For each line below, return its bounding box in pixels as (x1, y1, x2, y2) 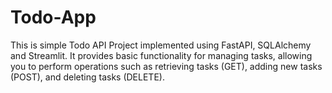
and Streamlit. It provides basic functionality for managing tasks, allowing (10, 49, 313, 61)
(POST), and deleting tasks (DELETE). (10, 71, 165, 83)
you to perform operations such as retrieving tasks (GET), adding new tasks (10, 60, 323, 72)
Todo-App (10, 6, 97, 29)
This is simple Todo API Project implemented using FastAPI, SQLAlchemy (10, 39, 312, 51)
